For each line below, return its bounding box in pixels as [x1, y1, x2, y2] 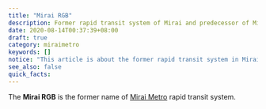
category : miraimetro [8, 41, 80, 49]
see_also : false [8, 63, 62, 71]
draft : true [8, 33, 47, 42]
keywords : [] [8, 48, 51, 56]
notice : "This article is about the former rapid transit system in [8, 56, 239, 64]
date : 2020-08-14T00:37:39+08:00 [8, 26, 119, 34]
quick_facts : [8, 70, 51, 78]
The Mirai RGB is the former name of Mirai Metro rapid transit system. [8, 92, 236, 101]
